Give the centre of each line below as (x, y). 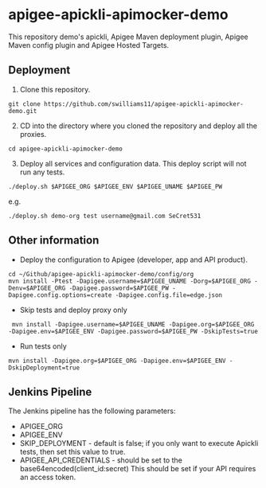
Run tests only (43, 346)
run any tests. (42, 172)
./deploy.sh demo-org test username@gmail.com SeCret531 (105, 216)
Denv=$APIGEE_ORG (37, 288)
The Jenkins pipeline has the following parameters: (92, 411)
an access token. (48, 477)
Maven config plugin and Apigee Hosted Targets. (89, 45)
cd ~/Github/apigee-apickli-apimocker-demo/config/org (101, 274)
